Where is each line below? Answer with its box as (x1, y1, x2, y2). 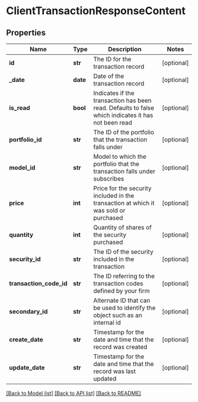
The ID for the (93, 55, 131, 63)
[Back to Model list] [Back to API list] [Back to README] (6, 390, 141, 397)
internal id (93, 319, 121, 326)
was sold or (93, 207, 126, 214)
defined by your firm (93, 287, 150, 295)
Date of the (93, 72, 124, 80)
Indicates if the (93, 89, 134, 97)
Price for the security (93, 184, 152, 192)
